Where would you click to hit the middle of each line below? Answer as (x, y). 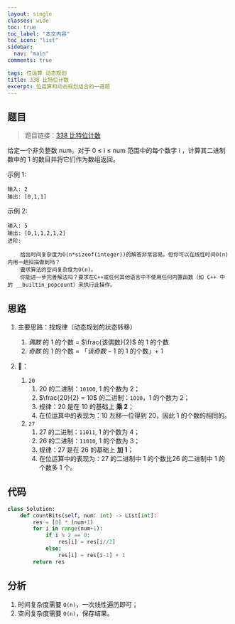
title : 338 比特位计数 (38, 80)
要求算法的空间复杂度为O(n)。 (58, 270)
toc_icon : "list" (33, 41)
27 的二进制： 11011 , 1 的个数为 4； (89, 432)
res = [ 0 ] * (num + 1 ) (63, 522)
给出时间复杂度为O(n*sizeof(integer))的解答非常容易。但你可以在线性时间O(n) (124, 255)
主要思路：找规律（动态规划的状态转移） (77, 327)
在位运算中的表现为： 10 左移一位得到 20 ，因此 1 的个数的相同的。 (135, 416)
